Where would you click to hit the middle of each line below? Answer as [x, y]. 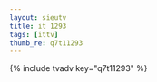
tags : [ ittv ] [34, 34]
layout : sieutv [38, 18]
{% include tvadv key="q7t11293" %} [78, 68]
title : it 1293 [38, 26]
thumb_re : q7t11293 [46, 43]
